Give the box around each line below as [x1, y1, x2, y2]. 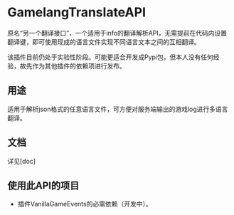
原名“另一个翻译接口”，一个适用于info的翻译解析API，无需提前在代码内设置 [7, 28, 228, 37]
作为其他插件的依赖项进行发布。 [31, 61, 126, 70]
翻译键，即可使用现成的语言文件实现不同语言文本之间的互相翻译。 [7, 37, 201, 46]
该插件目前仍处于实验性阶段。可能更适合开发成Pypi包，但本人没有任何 [7, 53, 213, 61]
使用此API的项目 [7, 179, 80, 192]
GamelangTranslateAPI [7, 4, 147, 21]
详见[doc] [7, 157, 36, 165]
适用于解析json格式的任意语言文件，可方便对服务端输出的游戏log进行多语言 [7, 105, 228, 113]
